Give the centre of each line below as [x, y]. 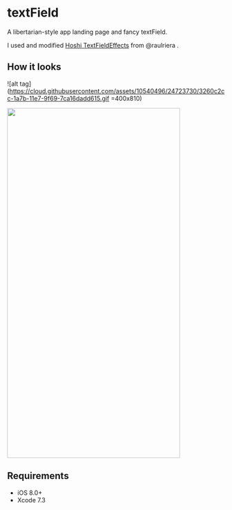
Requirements [38, 476]
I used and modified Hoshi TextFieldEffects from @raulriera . [93, 45]
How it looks [34, 67]
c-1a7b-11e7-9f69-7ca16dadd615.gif [58, 98]
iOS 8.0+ [30, 493]
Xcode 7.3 [31, 500]
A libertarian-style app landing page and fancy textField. [87, 32]
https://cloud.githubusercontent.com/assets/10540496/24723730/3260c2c [117, 91]
